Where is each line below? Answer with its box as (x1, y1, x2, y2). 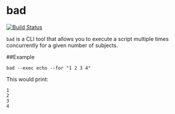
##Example (6, 53, 35, 60)
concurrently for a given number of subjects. (6, 42, 118, 49)
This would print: (6, 75, 49, 83)
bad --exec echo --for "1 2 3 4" (6, 65, 91, 71)
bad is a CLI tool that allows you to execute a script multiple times (6, 35, 169, 42)
